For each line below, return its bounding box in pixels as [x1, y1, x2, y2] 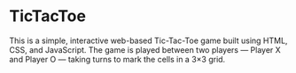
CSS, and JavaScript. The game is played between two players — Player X [9, 44, 281, 55]
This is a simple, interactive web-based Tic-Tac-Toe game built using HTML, [9, 35, 288, 46]
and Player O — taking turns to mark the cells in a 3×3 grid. [9, 54, 226, 64]
